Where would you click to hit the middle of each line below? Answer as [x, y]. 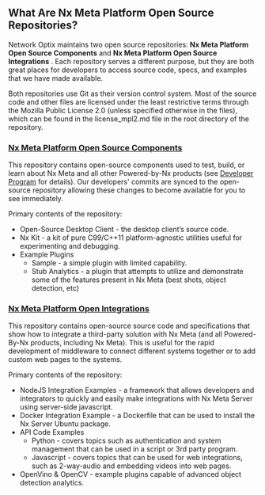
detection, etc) [55, 288]
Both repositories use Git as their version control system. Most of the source [132, 93]
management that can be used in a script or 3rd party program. [134, 449]
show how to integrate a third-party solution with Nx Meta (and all [115, 334]
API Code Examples [52, 432]
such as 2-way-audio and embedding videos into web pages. [131, 466]
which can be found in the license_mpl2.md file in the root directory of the [129, 119]
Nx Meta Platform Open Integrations [79, 309]
